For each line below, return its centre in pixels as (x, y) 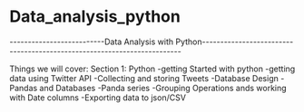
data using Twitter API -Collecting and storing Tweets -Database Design (144, 78)
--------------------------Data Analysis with (92, 42)
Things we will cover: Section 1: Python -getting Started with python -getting (152, 69)
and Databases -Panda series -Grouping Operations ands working (163, 88)
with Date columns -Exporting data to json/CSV (98, 98)
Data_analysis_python (95, 17)
